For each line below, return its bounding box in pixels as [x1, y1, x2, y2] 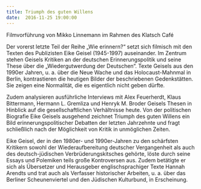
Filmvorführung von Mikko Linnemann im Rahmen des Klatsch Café [6, 31, 174, 38]
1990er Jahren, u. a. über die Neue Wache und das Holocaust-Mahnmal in [6, 68, 191, 76]
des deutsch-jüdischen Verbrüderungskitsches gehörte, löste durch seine [6, 150, 191, 157]
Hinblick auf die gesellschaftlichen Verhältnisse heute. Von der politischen [6, 106, 191, 113]
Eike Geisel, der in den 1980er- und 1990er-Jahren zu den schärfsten [6, 137, 179, 144]
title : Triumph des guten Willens [6, 8, 94, 15]
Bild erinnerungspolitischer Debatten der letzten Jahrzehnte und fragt [6, 119, 180, 126]
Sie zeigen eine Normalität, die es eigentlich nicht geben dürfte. [6, 81, 165, 88]
